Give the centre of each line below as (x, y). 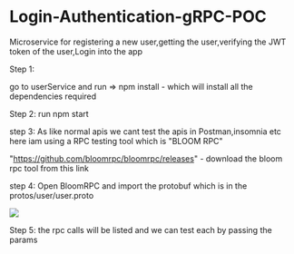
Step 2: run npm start (49, 113)
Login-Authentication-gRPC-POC (138, 17)
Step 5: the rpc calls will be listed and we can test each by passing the (141, 230)
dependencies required (53, 96)
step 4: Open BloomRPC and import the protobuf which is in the (128, 186)
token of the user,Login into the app (76, 51)
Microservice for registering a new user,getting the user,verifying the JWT (148, 42)
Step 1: (22, 69)
